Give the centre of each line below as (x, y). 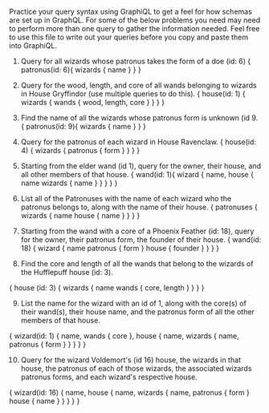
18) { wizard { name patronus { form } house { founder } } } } (120, 248)
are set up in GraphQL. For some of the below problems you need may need (134, 20)
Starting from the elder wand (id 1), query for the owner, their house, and (141, 166)
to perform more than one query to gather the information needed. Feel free (134, 28)
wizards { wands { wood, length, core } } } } (93, 102)
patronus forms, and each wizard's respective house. (109, 377)
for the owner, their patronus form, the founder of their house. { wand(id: (141, 239)
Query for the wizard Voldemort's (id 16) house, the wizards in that (131, 360)
